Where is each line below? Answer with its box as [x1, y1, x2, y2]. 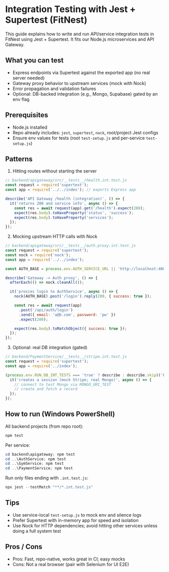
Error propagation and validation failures [12, 86, 97, 92]
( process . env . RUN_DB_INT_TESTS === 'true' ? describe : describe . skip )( [5, 372, 161, 378]
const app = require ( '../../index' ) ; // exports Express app [5, 187, 136, 192]
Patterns [5, 154, 33, 163]
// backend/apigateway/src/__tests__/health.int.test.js [5, 178, 127, 183]
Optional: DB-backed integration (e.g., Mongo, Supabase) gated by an [12, 91, 158, 97]
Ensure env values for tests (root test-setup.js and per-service [12, 135, 145, 141]
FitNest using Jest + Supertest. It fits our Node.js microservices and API [5, 36, 154, 42]
